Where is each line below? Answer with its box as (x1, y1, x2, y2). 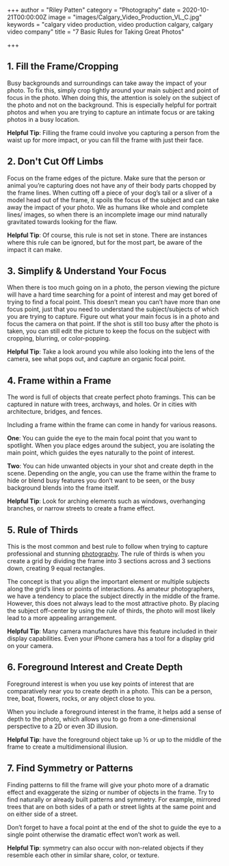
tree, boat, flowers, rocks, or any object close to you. (7, 694, 156, 702)
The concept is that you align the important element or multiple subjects (7, 578, 210, 586)
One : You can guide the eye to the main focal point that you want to (7, 434, 198, 443)
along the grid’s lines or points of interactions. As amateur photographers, (7, 585, 215, 593)
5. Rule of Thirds (7, 524, 79, 536)
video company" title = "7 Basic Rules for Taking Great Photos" (7, 27, 185, 36)
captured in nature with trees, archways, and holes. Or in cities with (7, 400, 197, 408)
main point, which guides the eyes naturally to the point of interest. (7, 449, 196, 457)
